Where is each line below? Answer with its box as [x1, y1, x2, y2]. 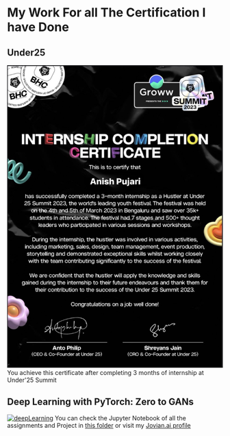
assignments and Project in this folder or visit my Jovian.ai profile [7, 422, 192, 430]
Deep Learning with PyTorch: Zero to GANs [7, 396, 194, 407]
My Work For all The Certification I [7, 5, 206, 21]
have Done [7, 19, 70, 35]
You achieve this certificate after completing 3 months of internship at [7, 369, 204, 377]
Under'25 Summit [7, 376, 57, 385]
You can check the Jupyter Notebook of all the [54, 414, 186, 422]
